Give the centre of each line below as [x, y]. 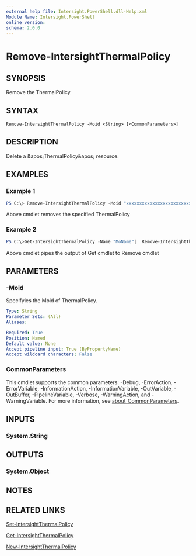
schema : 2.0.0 [23, 28]
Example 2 [21, 230]
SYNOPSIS [26, 78]
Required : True [24, 333]
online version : [26, 22]
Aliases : [17, 322]
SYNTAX [22, 111]
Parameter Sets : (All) [34, 317]
